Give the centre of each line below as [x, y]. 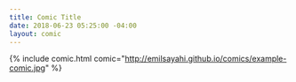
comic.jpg [28, 68]
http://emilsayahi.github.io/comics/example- [206, 59]
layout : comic [36, 34]
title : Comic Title [45, 17]
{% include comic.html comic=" [68, 59]
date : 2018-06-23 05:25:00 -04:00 [73, 26]
